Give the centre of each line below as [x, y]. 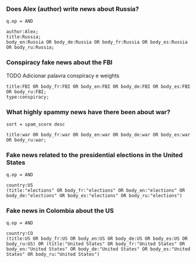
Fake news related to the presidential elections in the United [94, 155]
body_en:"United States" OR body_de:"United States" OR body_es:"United [98, 249]
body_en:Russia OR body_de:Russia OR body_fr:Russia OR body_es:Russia [97, 42]
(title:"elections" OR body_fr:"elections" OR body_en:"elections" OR [96, 191]
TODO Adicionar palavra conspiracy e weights [63, 75]
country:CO [20, 234]
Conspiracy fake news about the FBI [60, 63]
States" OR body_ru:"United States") [53, 255]
